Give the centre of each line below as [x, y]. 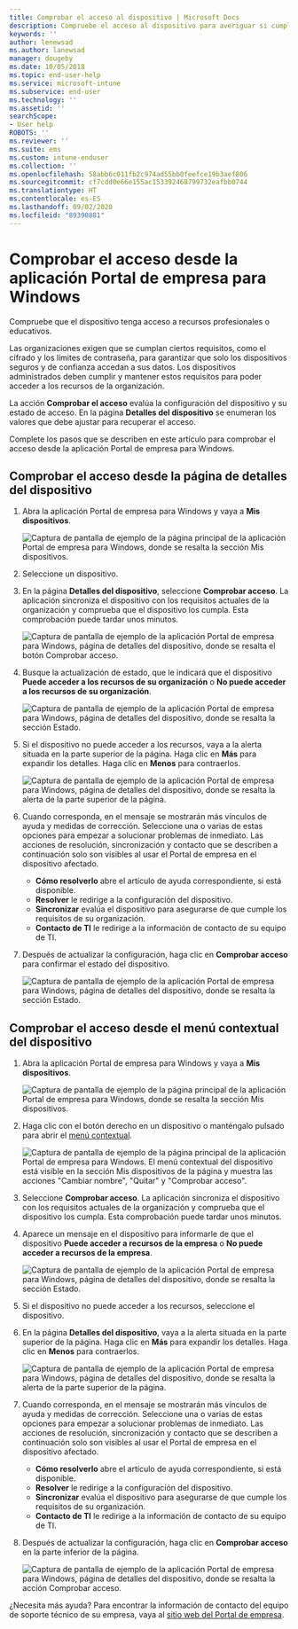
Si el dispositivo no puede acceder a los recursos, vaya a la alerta [142, 745]
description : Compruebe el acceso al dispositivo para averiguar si [138, 26]
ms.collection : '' [43, 166]
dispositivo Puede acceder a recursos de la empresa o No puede [142, 1243]
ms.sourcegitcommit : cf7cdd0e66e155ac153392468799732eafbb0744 [129, 183]
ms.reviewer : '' [39, 141]
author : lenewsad [41, 42]
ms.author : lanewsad [47, 51]
